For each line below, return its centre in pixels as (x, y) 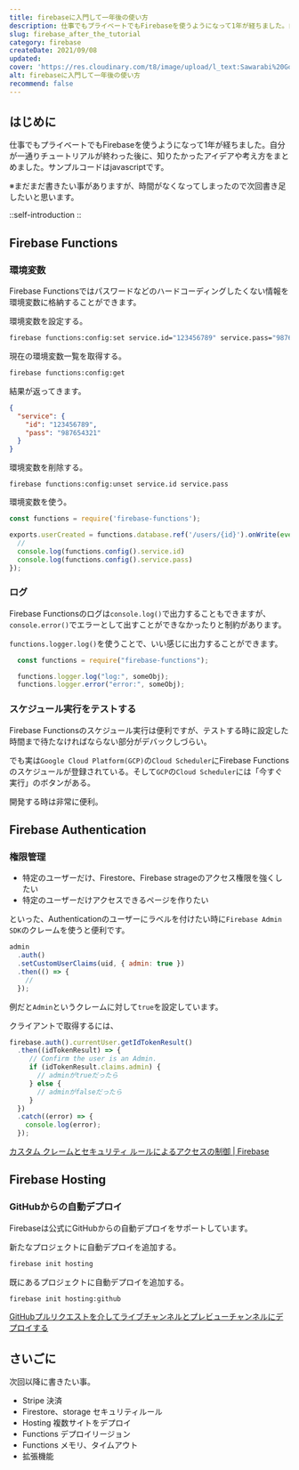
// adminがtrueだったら (77, 1076)
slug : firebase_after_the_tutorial (75, 34)
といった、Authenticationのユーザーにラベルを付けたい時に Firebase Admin (145, 919)
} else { (45, 1083)
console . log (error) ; (63, 1125)
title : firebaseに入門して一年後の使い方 (79, 17)
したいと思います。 (44, 198)
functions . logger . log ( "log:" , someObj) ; (93, 676)
